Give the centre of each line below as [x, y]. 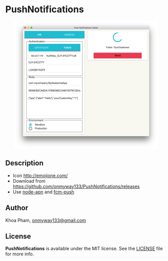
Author [17, 208]
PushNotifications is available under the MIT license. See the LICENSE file [84, 249]
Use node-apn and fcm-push [43, 192]
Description [24, 163]
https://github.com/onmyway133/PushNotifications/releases [76, 186]
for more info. [20, 254]
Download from [29, 181]
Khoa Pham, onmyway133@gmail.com [46, 220]
